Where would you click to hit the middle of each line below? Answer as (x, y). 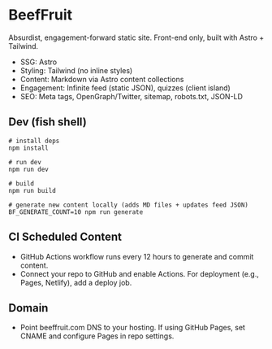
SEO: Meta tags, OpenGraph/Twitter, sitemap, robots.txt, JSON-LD (132, 96)
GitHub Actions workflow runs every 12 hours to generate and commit (137, 256)
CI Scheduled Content (65, 237)
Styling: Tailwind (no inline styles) (76, 70)
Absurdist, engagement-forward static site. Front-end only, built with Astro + (136, 37)
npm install (28, 148)
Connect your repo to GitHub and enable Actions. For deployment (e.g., (140, 273)
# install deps (34, 141)
